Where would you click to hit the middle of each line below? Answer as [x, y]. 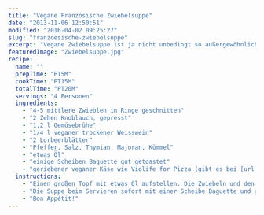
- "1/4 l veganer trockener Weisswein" [88, 132]
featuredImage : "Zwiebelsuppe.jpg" [66, 52]
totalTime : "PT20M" [47, 89]
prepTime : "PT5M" [44, 74]
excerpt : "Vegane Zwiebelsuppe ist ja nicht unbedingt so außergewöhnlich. [135, 45]
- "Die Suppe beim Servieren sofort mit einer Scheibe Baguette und [137, 191]
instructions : [38, 177]
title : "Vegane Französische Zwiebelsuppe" [81, 15]
